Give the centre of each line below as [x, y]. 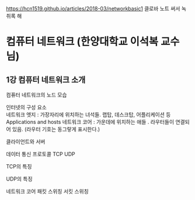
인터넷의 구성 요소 [26, 107]
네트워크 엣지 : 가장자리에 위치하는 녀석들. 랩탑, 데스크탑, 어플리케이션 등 [88, 115]
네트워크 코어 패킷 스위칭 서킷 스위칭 [47, 191]
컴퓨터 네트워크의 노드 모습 [36, 95]
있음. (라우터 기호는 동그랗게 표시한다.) [56, 129]
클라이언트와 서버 [26, 142]
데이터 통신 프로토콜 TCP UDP [41, 154]
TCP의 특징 [19, 166]
